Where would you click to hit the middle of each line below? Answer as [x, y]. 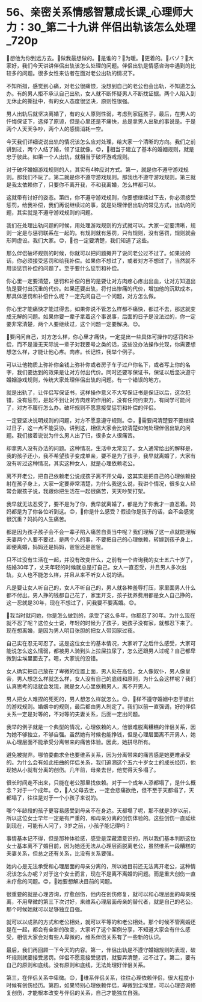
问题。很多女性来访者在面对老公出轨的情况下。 [80, 73]
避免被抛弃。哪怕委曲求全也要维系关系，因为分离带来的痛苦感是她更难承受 [98, 754]
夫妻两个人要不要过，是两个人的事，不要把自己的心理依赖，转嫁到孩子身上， [101, 539]
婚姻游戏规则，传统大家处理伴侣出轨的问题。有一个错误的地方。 [85, 380]
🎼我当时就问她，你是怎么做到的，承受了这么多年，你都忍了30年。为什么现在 [101, 615]
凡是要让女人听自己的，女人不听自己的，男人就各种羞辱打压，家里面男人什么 [101, 587]
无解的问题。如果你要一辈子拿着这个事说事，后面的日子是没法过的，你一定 [103, 316]
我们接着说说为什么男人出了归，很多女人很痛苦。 [77, 435]
